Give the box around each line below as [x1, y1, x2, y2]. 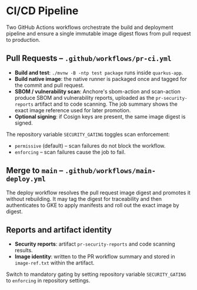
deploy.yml [6, 175, 46, 184]
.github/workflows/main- [64, 167, 156, 175]
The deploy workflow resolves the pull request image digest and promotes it [6, 189, 191, 196]
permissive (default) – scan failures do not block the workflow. [14, 142, 166, 149]
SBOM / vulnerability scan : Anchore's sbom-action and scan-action [14, 87, 181, 95]
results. [14, 247, 34, 254]
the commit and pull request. [14, 82, 85, 89]
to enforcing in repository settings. [6, 277, 91, 284]
